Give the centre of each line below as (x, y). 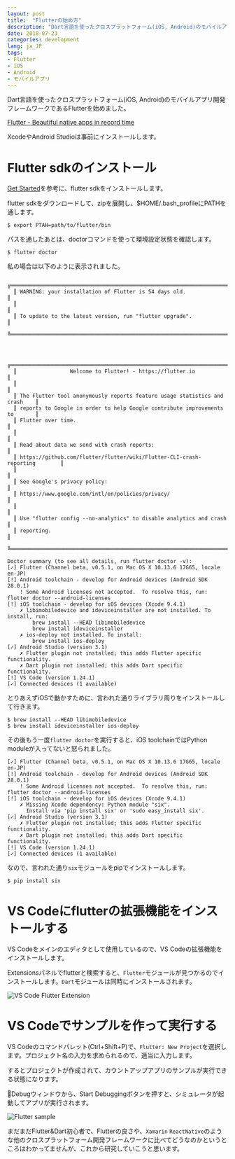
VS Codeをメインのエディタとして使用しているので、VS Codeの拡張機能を (115, 949)
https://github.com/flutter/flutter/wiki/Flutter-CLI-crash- (111, 457)
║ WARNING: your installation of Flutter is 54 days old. (100, 292)
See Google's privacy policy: (64, 482)
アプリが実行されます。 (59, 1103)
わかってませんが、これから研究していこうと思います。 (105, 1148)
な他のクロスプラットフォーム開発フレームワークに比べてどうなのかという (114, 1140)
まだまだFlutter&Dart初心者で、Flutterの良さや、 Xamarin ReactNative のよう (115, 1131)
